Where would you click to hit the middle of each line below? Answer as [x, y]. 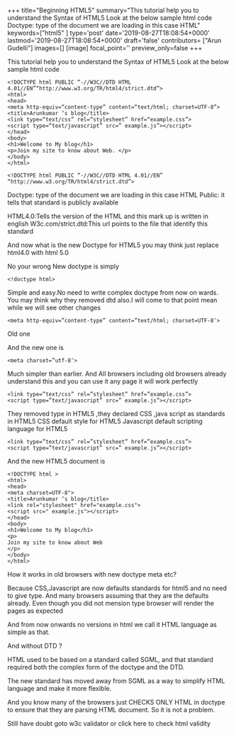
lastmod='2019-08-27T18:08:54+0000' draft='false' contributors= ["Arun [114, 40]
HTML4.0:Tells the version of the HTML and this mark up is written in [108, 216]
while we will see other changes [54, 307]
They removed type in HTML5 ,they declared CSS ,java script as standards [116, 414]
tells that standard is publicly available [63, 202]
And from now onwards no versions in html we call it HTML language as [112, 625]
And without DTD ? [35, 646]
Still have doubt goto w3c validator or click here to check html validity [109, 723]
